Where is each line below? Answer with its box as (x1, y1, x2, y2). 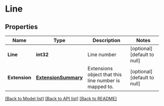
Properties (5, 23, 38, 31)
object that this (87, 71, 122, 78)
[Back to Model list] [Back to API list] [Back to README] (5, 96, 117, 101)
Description (92, 37, 121, 44)
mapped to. (87, 83, 114, 90)
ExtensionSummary (36, 74, 83, 81)
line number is (87, 77, 120, 84)
